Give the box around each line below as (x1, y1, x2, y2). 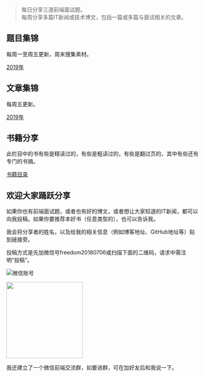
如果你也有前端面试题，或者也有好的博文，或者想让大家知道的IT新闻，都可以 (6, 207, 198, 215)
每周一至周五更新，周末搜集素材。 (6, 50, 92, 57)
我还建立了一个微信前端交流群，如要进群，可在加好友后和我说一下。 (6, 364, 178, 372)
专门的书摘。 (6, 158, 38, 165)
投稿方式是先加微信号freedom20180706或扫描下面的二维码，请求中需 (6, 249, 181, 256)
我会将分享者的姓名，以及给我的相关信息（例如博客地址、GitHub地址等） (6, 228, 190, 235)
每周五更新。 (6, 100, 38, 107)
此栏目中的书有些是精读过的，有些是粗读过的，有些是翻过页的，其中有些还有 (6, 150, 199, 157)
